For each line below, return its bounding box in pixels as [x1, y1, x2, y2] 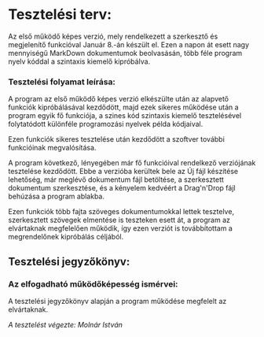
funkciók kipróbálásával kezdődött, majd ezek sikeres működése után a [8, 102, 239, 112]
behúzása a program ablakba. [8, 191, 104, 202]
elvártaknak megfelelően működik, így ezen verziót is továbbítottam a [8, 224, 233, 233]
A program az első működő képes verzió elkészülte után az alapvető [8, 94, 229, 104]
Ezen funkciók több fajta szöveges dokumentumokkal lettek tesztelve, [8, 207, 234, 217]
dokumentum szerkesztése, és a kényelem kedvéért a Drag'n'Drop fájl [8, 183, 236, 193]
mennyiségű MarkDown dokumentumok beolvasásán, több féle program [8, 48, 243, 57]
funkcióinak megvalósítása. [8, 143, 97, 153]
